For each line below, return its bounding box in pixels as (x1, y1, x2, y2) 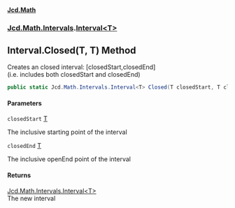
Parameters (7, 98, 42, 107)
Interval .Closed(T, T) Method (7, 44, 136, 56)
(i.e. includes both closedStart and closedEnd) (7, 70, 141, 79)
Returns (7, 171, 31, 179)
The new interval (7, 194, 56, 202)
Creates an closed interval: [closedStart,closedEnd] (7, 63, 156, 71)
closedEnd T (7, 142, 42, 150)
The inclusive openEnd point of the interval (7, 155, 131, 163)
